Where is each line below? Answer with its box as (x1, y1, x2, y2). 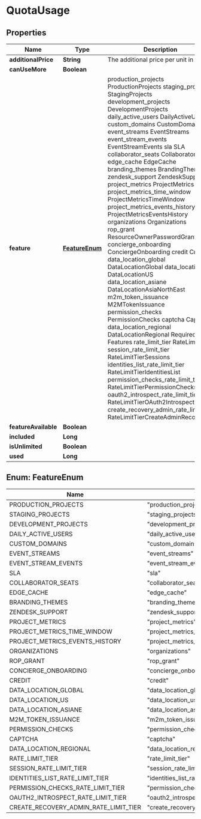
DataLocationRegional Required (107, 330, 196, 338)
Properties (6, 28, 47, 38)
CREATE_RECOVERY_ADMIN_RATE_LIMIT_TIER (9, 803, 142, 811)
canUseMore (9, 65, 47, 73)
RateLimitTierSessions (107, 353, 170, 361)
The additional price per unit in (107, 55, 193, 64)
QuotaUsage (6, 4, 70, 17)
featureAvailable (9, 423, 57, 431)
